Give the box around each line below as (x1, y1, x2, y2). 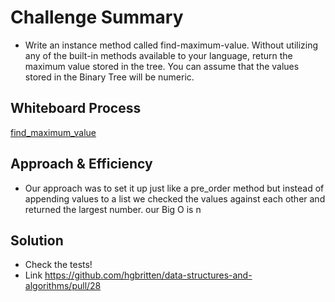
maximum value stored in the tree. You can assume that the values (24, 60, 300, 72)
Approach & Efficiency (10, 156, 153, 173)
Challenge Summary (10, 6, 184, 29)
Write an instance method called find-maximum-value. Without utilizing (24, 39, 319, 51)
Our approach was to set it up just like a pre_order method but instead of (24, 182, 325, 194)
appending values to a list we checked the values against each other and (24, 192, 326, 205)
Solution (10, 232, 64, 249)
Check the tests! (24, 259, 93, 271)
